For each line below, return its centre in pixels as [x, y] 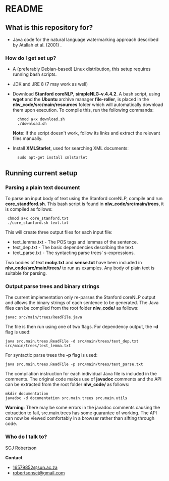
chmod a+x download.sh [41, 119]
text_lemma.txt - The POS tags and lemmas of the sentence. [75, 242]
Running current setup [41, 173]
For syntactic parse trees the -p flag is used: [51, 355]
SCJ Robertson [21, 448]
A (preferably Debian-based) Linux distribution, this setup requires [81, 69]
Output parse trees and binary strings [52, 286]
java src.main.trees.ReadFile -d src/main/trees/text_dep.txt [72, 342]
